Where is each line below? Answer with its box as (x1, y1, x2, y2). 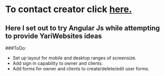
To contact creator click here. (5, 4, 132, 15)
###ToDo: (5, 45, 26, 51)
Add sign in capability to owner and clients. (12, 60, 103, 66)
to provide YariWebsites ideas (5, 31, 103, 40)
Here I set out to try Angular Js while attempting (5, 24, 160, 32)
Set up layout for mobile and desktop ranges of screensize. (12, 55, 137, 61)
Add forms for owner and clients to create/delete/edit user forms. (12, 66, 150, 71)
